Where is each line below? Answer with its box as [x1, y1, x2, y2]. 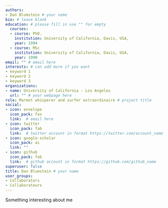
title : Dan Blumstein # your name [5, 169, 79, 174]
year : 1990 [14, 55, 38, 60]
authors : [5, 7, 24, 13]
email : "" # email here [5, 60, 56, 65]
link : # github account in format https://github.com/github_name [10, 159, 157, 164]
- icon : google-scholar [5, 136, 56, 141]
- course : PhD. [10, 31, 42, 36]
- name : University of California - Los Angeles [5, 88, 111, 93]
